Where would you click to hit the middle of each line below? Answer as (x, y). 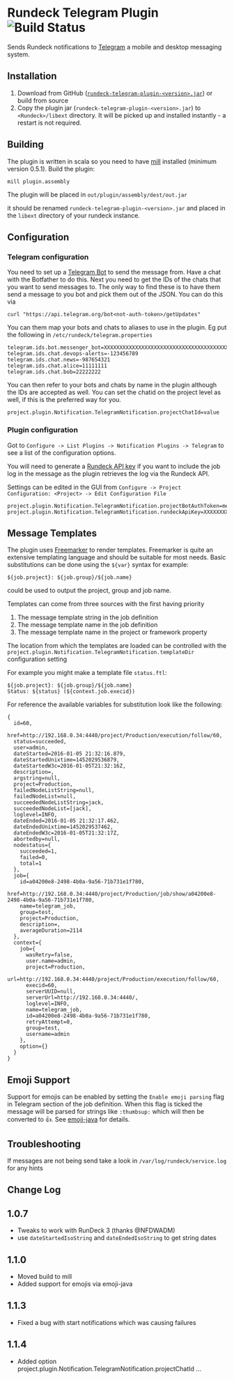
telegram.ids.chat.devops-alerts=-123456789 (73, 354)
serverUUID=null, (51, 992)
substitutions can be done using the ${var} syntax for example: (98, 565)
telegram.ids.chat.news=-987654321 (59, 360)
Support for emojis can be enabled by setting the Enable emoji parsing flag (116, 1097)
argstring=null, (37, 778)
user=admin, (31, 748)
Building (25, 145)
